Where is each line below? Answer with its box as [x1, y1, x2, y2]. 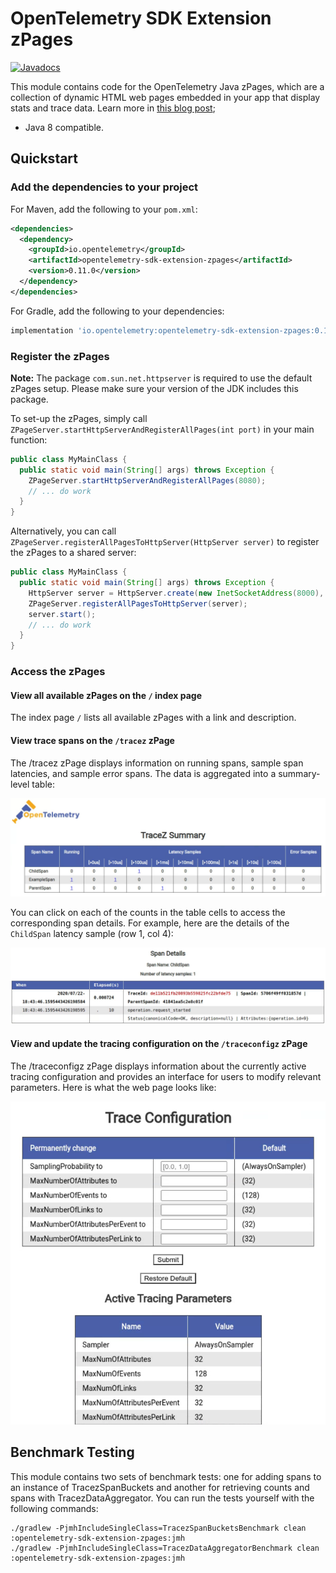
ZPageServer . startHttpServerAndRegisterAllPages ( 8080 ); [28, 475, 267, 486]
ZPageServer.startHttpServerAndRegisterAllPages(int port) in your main [10, 423, 315, 435]
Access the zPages [10, 665, 106, 679]
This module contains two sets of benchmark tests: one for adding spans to [10, 1470, 322, 1482]
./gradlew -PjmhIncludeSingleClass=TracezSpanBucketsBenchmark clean [10, 1523, 307, 1533]
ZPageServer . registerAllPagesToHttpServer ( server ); [28, 598, 248, 609]
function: [10, 433, 48, 446]
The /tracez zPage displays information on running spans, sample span [10, 757, 304, 769]
